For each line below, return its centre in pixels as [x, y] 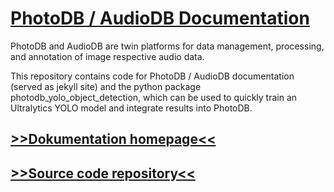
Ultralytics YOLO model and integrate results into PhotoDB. [131, 108]
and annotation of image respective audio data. [107, 56]
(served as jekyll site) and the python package [106, 86]
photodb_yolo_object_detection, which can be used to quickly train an [154, 97]
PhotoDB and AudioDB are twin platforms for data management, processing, [167, 46]
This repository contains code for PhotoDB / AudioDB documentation [152, 76]
